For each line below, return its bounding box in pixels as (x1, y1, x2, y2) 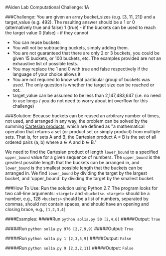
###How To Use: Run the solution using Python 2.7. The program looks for (5, 185, 158, 191)
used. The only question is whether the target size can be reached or (12, 82, 155, 88)
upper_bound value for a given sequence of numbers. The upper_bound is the (5, 154, 161, 160)
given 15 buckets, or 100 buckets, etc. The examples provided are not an (12, 55, 162, 61)
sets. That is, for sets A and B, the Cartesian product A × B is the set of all (5, 134, 157, 140)
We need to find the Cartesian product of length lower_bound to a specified (5, 149, 159, 155)
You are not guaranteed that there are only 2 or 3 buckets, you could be (12, 50, 160, 56)
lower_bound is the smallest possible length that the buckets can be (5, 165, 143, 171)
